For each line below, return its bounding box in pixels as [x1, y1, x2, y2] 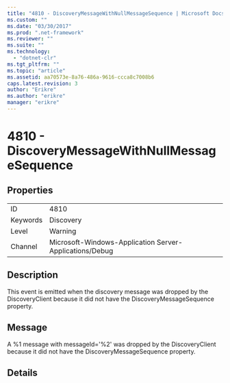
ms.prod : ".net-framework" [7, 29, 84, 36]
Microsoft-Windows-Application [49, 237, 155, 247]
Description [7, 269, 58, 281]
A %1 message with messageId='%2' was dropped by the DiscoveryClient [7, 340, 217, 348]
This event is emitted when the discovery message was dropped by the [7, 287, 209, 295]
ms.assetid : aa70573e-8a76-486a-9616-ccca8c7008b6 [7, 73, 155, 81]
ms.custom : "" [7, 16, 48, 23]
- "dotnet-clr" [13, 55, 57, 62]
